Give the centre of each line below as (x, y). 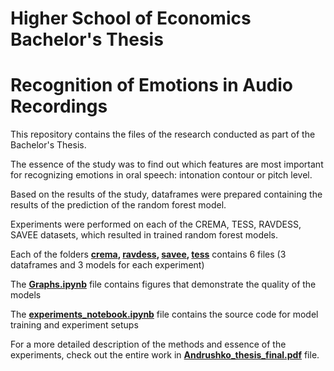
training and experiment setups (74, 325)
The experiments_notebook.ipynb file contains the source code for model (164, 314)
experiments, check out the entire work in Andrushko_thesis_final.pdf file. (165, 355)
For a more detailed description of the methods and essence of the (148, 344)
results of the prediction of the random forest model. (118, 205)
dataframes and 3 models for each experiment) (107, 265)
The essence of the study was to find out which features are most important (167, 164)
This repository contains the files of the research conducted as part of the (163, 134)
